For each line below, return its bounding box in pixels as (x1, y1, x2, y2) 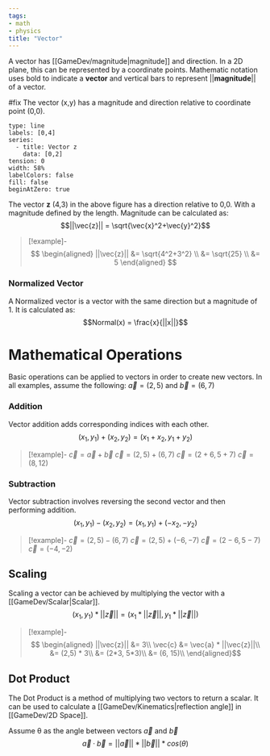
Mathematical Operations (8, 345, 183, 364)
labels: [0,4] (8, 129, 56, 137)
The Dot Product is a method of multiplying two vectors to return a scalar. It (8, 693, 259, 703)
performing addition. (8, 505, 77, 515)
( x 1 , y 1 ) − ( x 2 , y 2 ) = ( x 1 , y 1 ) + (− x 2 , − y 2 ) (73, 517, 197, 529)
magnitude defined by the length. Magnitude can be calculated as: (8, 208, 229, 218)
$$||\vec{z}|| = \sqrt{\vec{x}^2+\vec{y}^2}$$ (60, 221, 211, 231)
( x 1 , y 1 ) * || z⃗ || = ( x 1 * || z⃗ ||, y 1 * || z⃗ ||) (72, 610, 199, 621)
